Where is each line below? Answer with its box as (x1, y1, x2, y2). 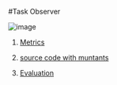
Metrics (19, 37, 45, 47)
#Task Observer (8, 7, 61, 16)
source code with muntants (19, 53, 109, 62)
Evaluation (19, 68, 55, 78)
